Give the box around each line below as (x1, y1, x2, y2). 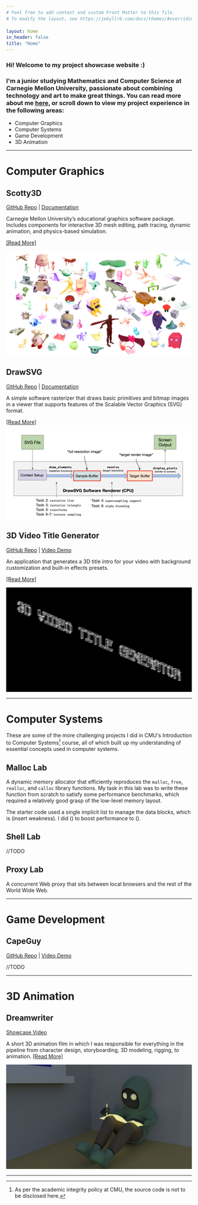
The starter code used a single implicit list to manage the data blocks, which (6, 808, 191, 815)
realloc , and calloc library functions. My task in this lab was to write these (6, 784, 188, 791)
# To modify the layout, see (6, 15, 78, 22)
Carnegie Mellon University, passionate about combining (6, 84, 173, 92)
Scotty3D (6, 188, 42, 198)
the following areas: (6, 106, 65, 115)
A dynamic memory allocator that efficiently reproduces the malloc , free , (6, 778, 183, 785)
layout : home (6, 28, 38, 34)
